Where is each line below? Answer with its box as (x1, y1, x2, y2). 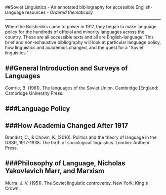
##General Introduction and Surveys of (5, 64, 128, 73)
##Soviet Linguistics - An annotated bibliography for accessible (5, 4, 135, 10)
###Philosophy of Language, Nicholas (5, 159, 125, 167)
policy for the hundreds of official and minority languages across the (5, 29, 145, 35)
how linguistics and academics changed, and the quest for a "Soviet (5, 44, 144, 50)
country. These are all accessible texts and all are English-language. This (5, 34, 154, 40)
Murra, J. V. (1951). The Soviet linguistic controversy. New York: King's (5, 180, 148, 186)
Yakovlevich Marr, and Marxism (5, 167, 105, 175)
